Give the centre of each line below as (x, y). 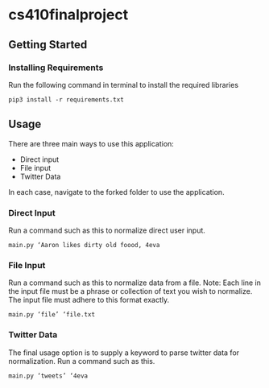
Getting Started (48, 45)
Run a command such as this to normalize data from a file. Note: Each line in (135, 283)
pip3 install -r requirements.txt (66, 99)
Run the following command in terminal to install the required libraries (124, 85)
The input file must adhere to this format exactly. (89, 300)
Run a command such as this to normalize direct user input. (107, 230)
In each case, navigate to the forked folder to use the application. (116, 192)
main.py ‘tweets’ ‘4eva (48, 376)
